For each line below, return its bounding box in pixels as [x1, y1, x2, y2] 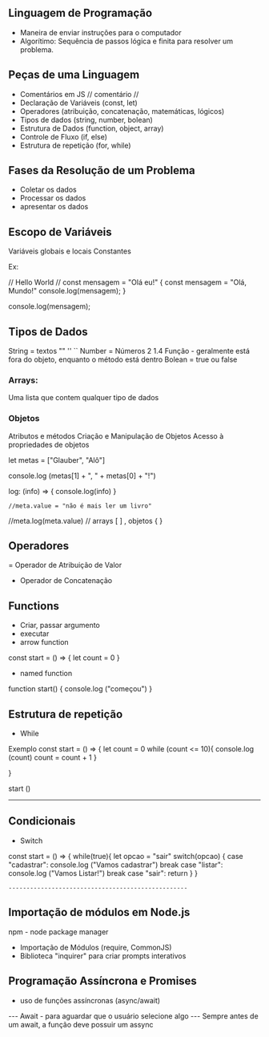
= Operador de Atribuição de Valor [8, 561, 122, 570]
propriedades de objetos [8, 440, 90, 449]
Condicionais [8, 814, 76, 828]
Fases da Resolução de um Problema [8, 164, 195, 177]
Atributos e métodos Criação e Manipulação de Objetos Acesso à [8, 431, 224, 440]
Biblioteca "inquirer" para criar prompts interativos [19, 950, 187, 961]
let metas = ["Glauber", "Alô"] [8, 455, 106, 464]
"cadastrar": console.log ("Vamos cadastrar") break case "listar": [8, 860, 223, 869]
